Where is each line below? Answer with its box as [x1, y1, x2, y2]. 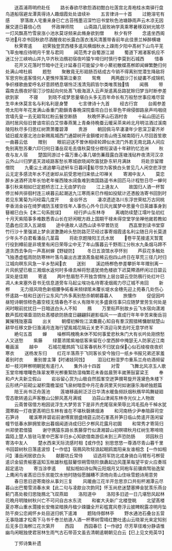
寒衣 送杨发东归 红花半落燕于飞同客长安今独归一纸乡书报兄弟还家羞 [5, 350, 165, 356]
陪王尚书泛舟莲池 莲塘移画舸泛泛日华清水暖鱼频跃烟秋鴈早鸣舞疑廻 [14, 389, 164, 394]
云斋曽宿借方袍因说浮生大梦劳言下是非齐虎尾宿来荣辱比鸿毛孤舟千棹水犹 [14, 401, 167, 407]
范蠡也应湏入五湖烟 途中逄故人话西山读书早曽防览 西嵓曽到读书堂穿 [5, 222, 165, 228]
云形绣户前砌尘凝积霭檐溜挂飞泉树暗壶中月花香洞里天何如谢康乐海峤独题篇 [5, 382, 162, 388]
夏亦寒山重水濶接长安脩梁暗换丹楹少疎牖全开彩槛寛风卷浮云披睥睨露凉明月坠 [5, 504, 167, 510]
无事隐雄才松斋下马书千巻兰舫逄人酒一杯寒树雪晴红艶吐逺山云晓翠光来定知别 [5, 517, 167, 522]
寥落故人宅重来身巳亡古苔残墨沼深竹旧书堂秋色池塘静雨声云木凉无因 [19, 17, 164, 23]
